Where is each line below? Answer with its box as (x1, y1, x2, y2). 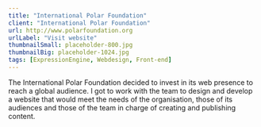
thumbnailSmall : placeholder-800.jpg (8, 41, 133, 49)
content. (8, 111, 36, 121)
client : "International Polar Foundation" (8, 19, 151, 27)
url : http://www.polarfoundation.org (8, 26, 133, 34)
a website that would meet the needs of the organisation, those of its (8, 94, 232, 104)
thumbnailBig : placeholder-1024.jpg (8, 48, 129, 56)
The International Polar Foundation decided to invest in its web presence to (8, 77, 254, 87)
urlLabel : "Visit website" (8, 33, 98, 42)
